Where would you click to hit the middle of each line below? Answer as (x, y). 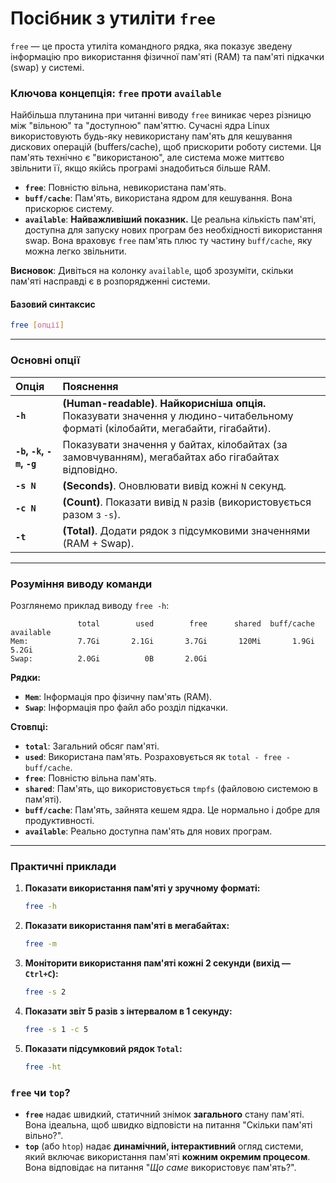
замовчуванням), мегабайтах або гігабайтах (171, 457)
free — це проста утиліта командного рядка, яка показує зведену (151, 46)
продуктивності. (59, 820)
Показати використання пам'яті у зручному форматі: (142, 888)
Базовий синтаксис (53, 304)
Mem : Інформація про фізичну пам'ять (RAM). (118, 696)
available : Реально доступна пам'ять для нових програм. (148, 831)
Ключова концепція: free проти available (116, 93)
